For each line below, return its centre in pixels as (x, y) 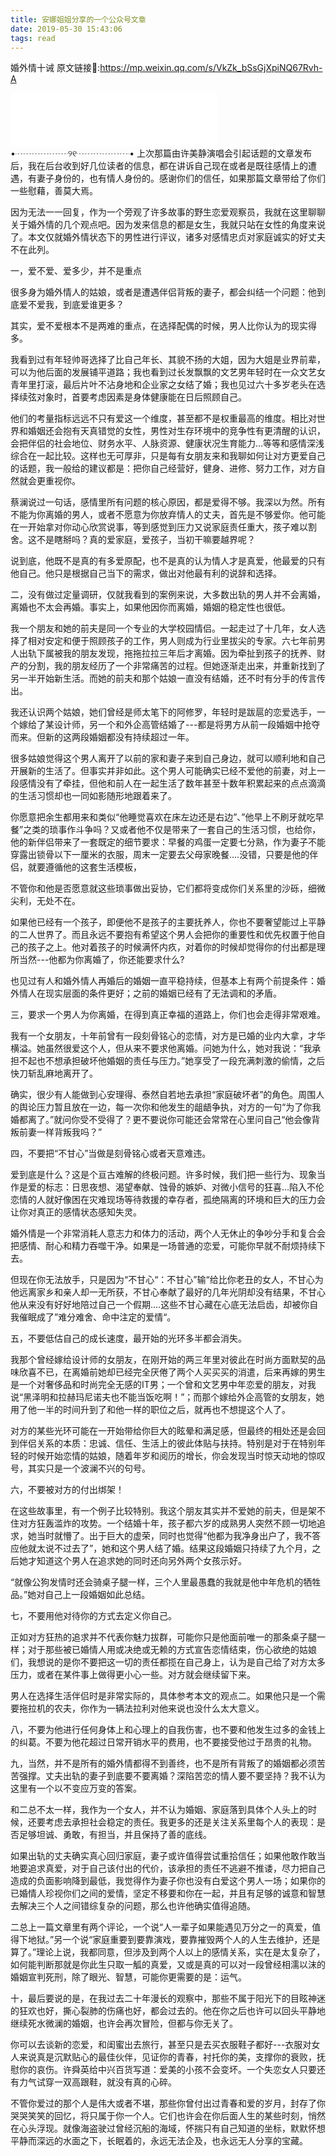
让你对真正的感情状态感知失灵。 (76, 1212)
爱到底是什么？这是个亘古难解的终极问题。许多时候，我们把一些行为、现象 (163, 1175)
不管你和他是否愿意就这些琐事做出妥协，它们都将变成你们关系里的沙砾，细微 (168, 888)
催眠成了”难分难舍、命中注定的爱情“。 (97, 1317)
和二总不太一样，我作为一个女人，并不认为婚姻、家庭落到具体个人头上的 (159, 1810)
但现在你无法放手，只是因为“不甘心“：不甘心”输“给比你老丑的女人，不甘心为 (167, 1280)
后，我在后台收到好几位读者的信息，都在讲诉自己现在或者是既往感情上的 (159, 166)
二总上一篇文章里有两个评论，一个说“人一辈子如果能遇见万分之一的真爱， (161, 1927)
